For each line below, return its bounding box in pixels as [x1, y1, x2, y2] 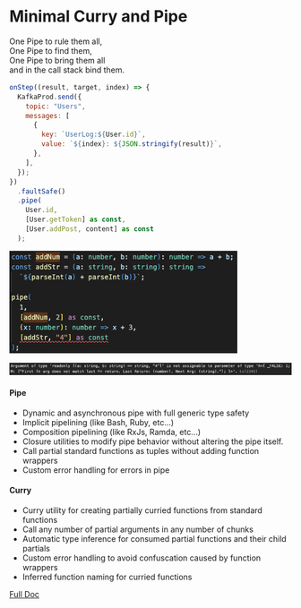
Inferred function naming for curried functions [21, 571, 193, 582]
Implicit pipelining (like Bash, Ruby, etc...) [21, 416, 175, 427]
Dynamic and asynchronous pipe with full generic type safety [21, 407, 250, 418]
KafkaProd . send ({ [17, 92, 82, 101]
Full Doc [9, 588, 40, 599]
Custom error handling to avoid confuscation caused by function [21, 552, 262, 563]
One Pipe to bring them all [9, 55, 106, 65]
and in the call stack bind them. [9, 64, 125, 75]
